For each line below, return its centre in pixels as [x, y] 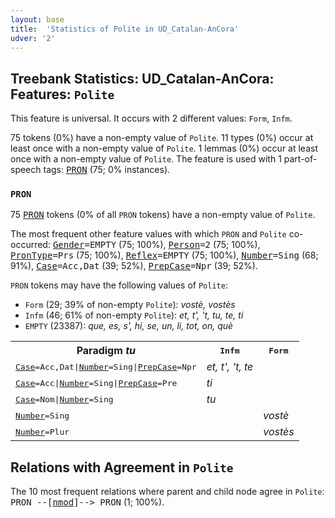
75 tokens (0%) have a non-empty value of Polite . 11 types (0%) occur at [162, 138]
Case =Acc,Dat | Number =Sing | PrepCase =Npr [106, 366]
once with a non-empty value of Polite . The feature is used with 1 [146, 159]
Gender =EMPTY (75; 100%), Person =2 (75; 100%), [156, 245]
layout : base [37, 19]
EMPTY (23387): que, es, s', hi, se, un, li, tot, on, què [129, 326]
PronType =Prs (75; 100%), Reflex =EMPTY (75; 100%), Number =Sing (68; [164, 255]
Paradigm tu [106, 351]
